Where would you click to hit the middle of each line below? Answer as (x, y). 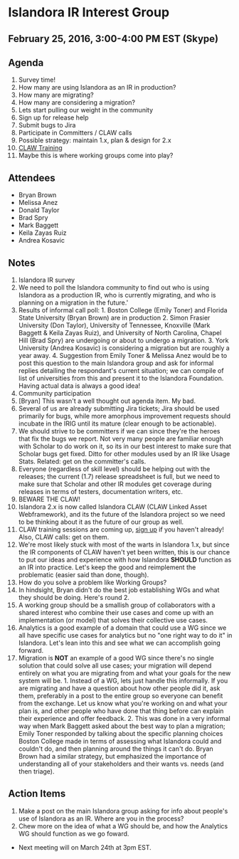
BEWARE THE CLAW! (49, 500)
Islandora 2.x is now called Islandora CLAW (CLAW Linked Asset (112, 507)
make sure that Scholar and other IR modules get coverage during (115, 484)
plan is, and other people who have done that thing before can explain (121, 711)
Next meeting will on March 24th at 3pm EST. (85, 847)
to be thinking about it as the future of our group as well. (101, 522)
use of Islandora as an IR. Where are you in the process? (101, 818)
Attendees (32, 178)
